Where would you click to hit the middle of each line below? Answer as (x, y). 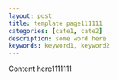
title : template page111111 (56, 23)
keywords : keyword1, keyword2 (59, 46)
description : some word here (57, 38)
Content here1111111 (40, 69)
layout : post (30, 16)
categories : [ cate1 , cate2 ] (56, 31)
